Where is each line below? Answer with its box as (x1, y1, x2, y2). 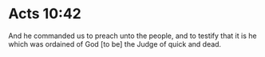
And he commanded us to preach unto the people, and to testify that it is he (8, 31, 257, 40)
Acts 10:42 (8, 5, 81, 23)
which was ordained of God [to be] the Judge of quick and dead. (8, 39, 222, 48)
